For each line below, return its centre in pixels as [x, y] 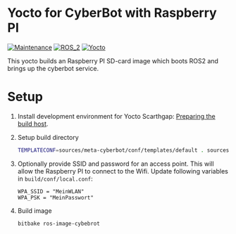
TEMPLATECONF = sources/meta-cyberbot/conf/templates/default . [111, 150]
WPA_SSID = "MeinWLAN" [51, 191]
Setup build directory [48, 137]
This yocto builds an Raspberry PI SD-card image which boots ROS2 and [113, 60]
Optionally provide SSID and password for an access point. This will [116, 164]
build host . [33, 124]
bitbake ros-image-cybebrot [58, 223]
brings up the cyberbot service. [53, 68]
